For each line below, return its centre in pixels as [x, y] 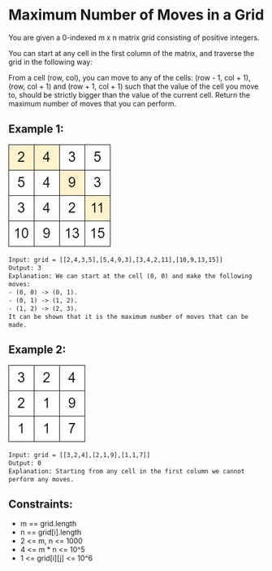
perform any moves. [41, 479]
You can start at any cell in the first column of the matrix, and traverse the [132, 53]
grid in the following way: [51, 62]
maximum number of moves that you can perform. [93, 103]
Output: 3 [25, 268]
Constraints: [41, 504]
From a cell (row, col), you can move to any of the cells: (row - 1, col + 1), [130, 77]
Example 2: [37, 350]
